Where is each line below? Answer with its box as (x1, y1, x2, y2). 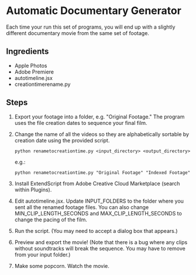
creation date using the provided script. (14, 137, 110, 144)
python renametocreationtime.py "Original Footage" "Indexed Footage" (14, 169, 191, 176)
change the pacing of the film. (14, 216, 88, 223)
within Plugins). (14, 186, 52, 193)
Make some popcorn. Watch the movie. (14, 262, 109, 269)
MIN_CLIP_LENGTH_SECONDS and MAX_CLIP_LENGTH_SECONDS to (14, 210, 183, 217)
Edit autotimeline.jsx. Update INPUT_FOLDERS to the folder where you (14, 197, 184, 204)
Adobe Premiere (14, 68, 54, 75)
